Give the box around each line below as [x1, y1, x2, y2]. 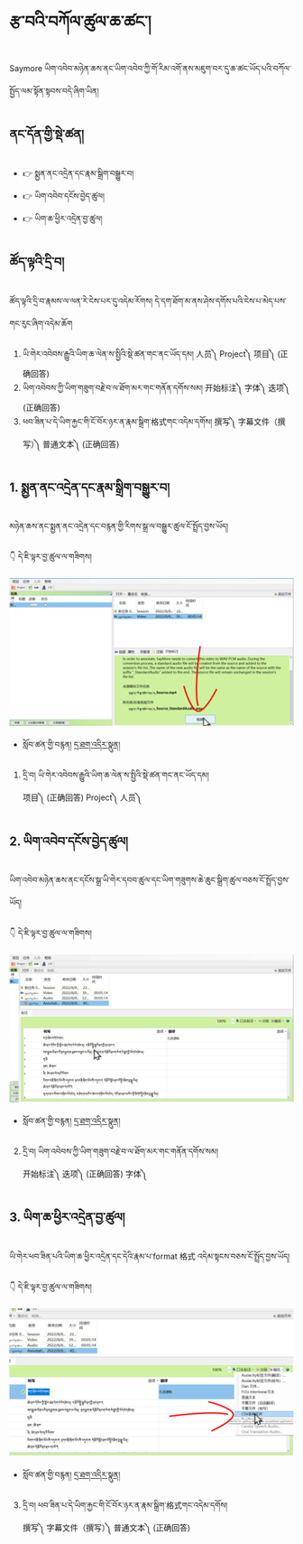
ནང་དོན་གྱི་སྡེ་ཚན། [9, 126, 84, 143]
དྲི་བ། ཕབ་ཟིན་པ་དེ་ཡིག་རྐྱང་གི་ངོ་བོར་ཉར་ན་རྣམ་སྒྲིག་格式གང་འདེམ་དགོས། [22, 1499, 228, 1511]
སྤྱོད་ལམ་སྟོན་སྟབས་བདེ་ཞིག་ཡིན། [9, 85, 99, 96]
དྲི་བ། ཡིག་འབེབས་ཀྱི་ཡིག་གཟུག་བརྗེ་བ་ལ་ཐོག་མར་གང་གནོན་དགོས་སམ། [22, 1146, 219, 1157]
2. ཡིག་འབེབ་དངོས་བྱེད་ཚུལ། [9, 833, 129, 849]
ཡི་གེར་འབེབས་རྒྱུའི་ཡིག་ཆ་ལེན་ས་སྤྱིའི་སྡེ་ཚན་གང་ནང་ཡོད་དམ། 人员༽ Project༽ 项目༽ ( [22, 348, 281, 359]
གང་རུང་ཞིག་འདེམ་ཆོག [9, 318, 73, 329]
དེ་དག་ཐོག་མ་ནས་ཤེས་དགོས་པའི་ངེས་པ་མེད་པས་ [154, 295, 287, 306]
